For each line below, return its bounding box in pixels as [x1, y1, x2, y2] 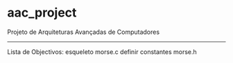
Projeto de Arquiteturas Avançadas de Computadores [7, 28, 160, 36]
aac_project [7, 5, 77, 21]
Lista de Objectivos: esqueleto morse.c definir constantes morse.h [7, 47, 198, 56]
